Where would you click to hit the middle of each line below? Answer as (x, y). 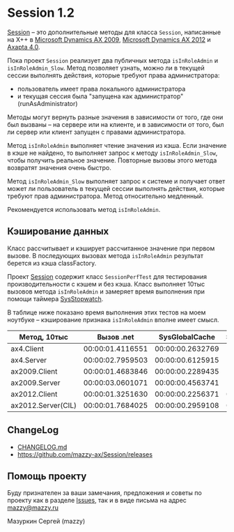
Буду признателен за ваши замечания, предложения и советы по (104, 493)
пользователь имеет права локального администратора (101, 89)
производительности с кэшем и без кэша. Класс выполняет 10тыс (106, 284)
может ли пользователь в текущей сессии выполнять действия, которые (116, 188)
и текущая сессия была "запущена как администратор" (100, 96)
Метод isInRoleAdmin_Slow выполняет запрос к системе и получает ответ (116, 181)
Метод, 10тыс (44, 337)
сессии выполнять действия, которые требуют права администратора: (114, 75)
